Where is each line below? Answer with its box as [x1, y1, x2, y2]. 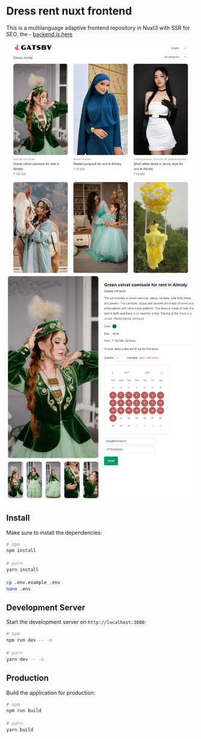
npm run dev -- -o [6, 637, 52, 643]
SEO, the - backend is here [6, 30, 73, 37]
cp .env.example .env [6, 579, 61, 585]
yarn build [6, 727, 34, 733]
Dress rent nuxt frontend [6, 4, 132, 18]
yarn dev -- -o [6, 656, 45, 662]
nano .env [6, 586, 31, 592]
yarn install [6, 567, 39, 573]
